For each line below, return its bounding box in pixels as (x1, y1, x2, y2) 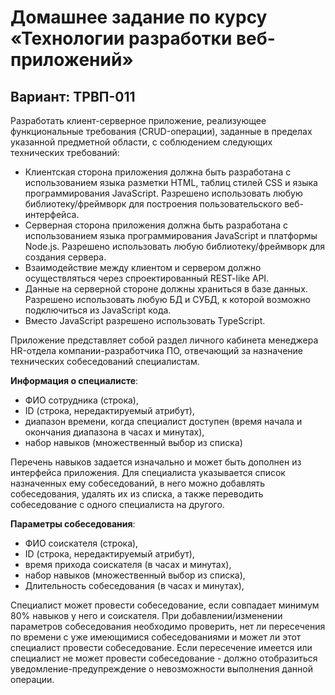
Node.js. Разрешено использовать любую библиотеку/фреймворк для (24, 241, 326, 252)
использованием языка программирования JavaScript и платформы (24, 230, 318, 241)
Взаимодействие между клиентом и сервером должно (24, 262, 262, 273)
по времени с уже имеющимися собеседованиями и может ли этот (10, 631, 302, 643)
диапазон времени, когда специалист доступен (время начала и (24, 416, 303, 427)
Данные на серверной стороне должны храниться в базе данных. (24, 283, 308, 295)
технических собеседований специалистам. (10, 356, 200, 367)
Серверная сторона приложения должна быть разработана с (24, 219, 289, 231)
